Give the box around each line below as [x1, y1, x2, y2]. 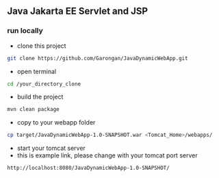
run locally [7, 26, 43, 36]
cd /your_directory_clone [7, 80, 81, 88]
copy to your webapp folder [16, 118, 96, 127]
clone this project [16, 41, 66, 50]
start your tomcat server [16, 144, 86, 153]
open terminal [16, 67, 57, 75]
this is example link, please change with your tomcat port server [16, 151, 198, 160]
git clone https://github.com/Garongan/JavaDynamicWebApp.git [7, 55, 188, 62]
